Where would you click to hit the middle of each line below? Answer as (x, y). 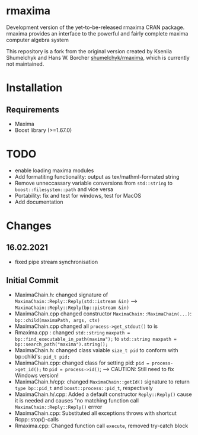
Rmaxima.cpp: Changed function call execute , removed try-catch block (101, 426)
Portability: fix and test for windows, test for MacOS (78, 195)
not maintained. (25, 64)
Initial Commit (33, 280)
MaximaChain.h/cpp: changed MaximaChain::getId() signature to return (102, 381)
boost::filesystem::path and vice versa (64, 189)
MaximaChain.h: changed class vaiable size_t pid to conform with (96, 350)
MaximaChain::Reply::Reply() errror (58, 407)
